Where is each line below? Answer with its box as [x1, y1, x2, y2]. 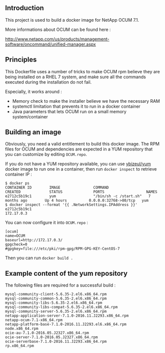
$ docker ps [5, 181, 30, 186]
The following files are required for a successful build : [5, 282, 116, 288]
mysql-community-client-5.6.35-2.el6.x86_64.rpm [5, 292, 107, 297]
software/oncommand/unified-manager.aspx [5, 41, 96, 47]
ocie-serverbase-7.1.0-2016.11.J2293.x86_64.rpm [5, 339, 107, 344]
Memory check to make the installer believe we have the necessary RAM [12, 98, 160, 104]
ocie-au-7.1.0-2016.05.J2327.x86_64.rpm [5, 330, 90, 336]
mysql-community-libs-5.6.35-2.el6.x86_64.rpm [5, 300, 102, 305]
